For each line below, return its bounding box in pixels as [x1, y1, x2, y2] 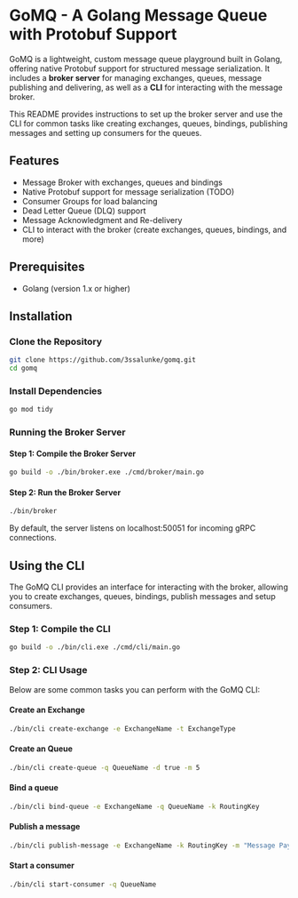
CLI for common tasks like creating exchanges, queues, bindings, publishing [9, 117, 288, 129]
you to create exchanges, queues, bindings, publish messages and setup [9, 591, 277, 602]
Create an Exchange [9, 704, 86, 716]
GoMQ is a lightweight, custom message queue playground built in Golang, [9, 53, 283, 64]
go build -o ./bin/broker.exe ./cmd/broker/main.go [9, 468, 204, 477]
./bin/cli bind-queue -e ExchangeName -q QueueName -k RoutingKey [9, 802, 260, 811]
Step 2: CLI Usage [9, 664, 88, 677]
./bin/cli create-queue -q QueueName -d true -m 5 [9, 763, 200, 772]
